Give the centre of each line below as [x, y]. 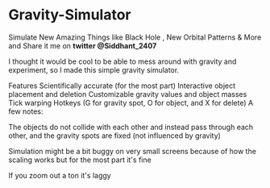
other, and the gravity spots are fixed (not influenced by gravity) [115, 136]
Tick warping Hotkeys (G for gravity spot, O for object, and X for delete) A [131, 102]
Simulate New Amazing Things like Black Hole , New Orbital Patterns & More [135, 37]
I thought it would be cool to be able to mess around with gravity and [123, 61]
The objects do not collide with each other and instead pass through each [131, 127]
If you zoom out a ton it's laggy [60, 175]
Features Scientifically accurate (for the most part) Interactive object [122, 86]
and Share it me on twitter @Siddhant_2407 [83, 45]
